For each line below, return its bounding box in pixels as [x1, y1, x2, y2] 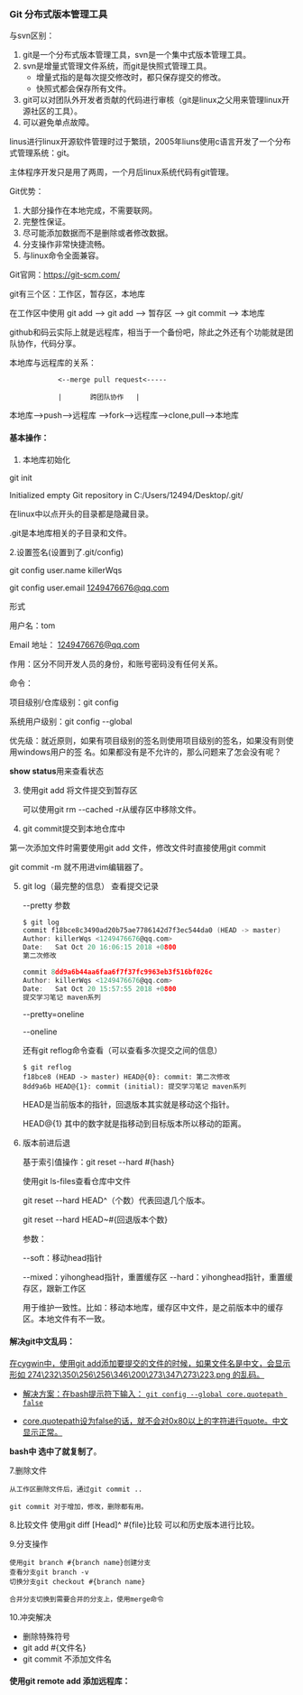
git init [9, 472, 33, 483]
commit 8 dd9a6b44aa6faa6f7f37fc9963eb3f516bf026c [22, 968, 214, 977]
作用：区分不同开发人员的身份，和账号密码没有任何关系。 [9, 658, 223, 669]
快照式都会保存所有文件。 [35, 83, 132, 94]
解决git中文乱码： [9, 1336, 75, 1347]
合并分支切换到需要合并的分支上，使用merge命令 [9, 1595, 164, 1604]
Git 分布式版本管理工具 [9, 7, 108, 20]
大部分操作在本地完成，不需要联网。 [22, 205, 158, 216]
